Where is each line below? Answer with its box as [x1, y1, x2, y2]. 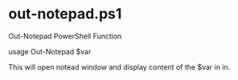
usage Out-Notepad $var [8, 46, 92, 56]
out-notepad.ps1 [8, 5, 122, 23]
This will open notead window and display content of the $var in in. [8, 62, 231, 72]
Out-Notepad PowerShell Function [8, 31, 122, 41]
